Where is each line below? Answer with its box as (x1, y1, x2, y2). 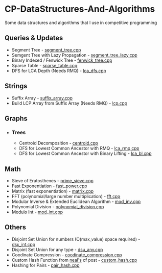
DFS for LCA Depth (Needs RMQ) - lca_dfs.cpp (11, 68, 106, 74)
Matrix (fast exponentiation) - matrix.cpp (11, 188, 94, 194)
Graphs (4, 114, 28, 123)
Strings (4, 82, 27, 90)
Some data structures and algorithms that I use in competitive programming (4, 20, 157, 25)
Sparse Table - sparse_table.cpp (11, 62, 78, 68)
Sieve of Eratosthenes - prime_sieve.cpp (11, 178, 93, 184)
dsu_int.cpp (11, 241, 35, 247)
